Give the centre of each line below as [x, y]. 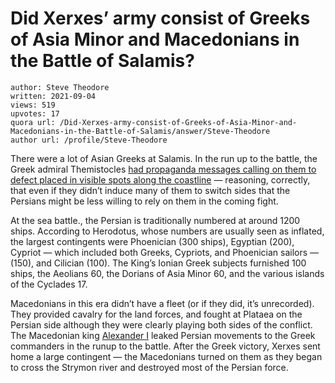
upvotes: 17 [35, 113]
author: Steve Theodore [60, 87]
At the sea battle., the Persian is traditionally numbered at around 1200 [155, 220]
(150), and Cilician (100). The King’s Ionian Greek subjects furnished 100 [158, 263]
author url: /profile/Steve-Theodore [89, 140]
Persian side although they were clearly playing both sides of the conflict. [161, 324]
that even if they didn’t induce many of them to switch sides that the [150, 190]
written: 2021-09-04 [53, 96]
